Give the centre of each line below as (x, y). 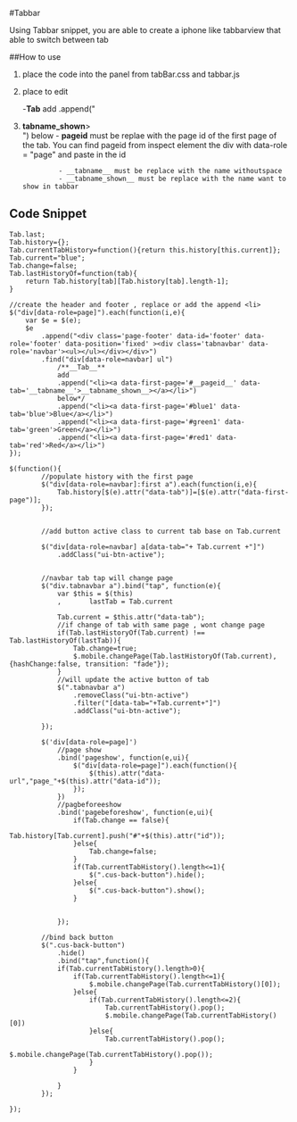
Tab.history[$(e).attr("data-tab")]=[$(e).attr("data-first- (173, 492)
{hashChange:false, (45, 664)
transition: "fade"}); (127, 664)
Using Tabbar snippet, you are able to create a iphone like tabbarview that (145, 30)
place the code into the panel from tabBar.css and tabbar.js (131, 74)
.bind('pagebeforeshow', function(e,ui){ (135, 812)
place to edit (45, 91)
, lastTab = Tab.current (115, 602)
